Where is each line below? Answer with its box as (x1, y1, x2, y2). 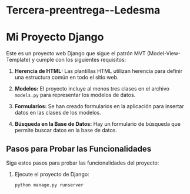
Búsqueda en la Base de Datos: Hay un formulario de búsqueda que (14, 121, 181, 128)
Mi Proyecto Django (6, 31, 104, 44)
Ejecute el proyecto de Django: (14, 170, 89, 178)
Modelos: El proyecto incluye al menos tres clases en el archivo (14, 85, 169, 92)
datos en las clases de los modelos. (14, 109, 101, 116)
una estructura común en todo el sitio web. (14, 74, 119, 81)
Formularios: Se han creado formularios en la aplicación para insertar (14, 103, 184, 110)
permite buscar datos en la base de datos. (14, 127, 118, 134)
